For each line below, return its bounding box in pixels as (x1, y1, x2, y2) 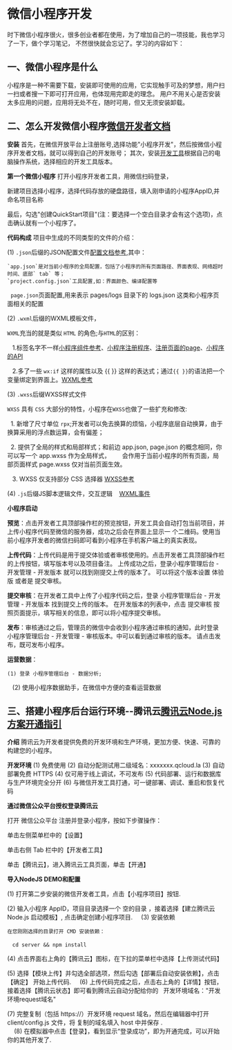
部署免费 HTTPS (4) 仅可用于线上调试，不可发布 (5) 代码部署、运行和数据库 (7, 770, 222, 778)
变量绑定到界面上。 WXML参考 (7, 375, 93, 383)
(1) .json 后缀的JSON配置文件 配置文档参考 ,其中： (7, 248, 146, 256)
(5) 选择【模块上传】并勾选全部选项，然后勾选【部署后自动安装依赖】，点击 (7, 969, 220, 977)
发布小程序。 (30, 640, 68, 649)
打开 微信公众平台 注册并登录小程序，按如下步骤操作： (7, 817, 162, 825)
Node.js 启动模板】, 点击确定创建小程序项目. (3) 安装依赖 (7, 913, 175, 922)
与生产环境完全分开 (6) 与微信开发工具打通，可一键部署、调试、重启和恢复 (7, 779, 219, 787)
